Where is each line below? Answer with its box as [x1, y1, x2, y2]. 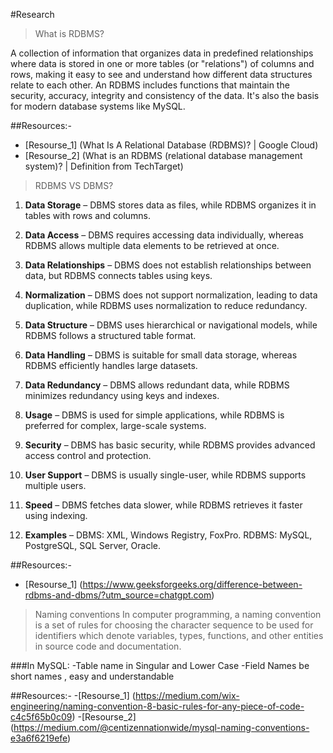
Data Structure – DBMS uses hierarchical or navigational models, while [24, 319, 318, 331]
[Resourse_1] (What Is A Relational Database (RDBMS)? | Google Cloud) [24, 139, 319, 151]
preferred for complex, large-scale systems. [24, 420, 207, 431]
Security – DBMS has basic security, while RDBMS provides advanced [24, 439, 316, 451]
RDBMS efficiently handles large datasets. [24, 360, 198, 371]
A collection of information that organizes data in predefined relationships [10, 47, 314, 59]
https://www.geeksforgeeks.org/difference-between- [82, 579, 303, 590]
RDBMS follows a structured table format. [24, 330, 197, 341]
